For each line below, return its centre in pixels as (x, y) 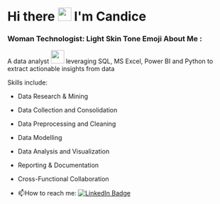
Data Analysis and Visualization (64, 151)
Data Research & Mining (53, 97)
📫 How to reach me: (47, 193)
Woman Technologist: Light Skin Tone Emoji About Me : (105, 39)
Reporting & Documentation (58, 165)
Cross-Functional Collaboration (63, 179)
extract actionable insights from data (61, 69)
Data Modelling (40, 138)
